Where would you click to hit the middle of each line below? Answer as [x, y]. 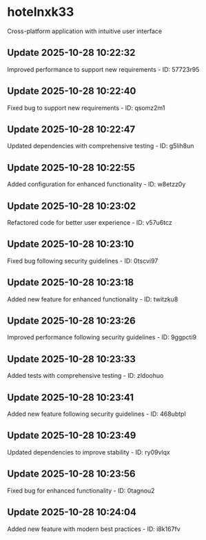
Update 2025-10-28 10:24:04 [72, 512]
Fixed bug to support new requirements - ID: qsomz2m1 [86, 108]
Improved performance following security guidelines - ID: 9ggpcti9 [102, 337]
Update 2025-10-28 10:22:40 [72, 91]
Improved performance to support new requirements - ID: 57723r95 [103, 69]
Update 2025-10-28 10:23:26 [71, 321]
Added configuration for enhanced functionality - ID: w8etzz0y [96, 184]
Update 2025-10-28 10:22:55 [71, 167]
